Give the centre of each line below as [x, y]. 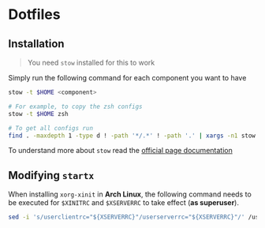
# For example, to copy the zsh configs [76, 107]
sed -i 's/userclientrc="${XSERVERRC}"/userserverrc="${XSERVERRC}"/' [127, 217]
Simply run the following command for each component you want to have [127, 78]
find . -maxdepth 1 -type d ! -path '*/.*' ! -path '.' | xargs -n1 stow [132, 136]
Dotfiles [34, 15]
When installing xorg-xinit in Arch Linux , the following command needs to [130, 194]
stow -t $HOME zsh [38, 114]
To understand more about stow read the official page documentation [120, 151]
